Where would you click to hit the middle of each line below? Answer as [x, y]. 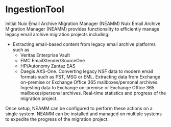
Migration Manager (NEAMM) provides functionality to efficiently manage [82, 29]
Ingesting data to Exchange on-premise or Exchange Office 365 [87, 87]
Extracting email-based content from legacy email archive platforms [84, 44]
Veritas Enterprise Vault [45, 55]
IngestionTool [35, 9]
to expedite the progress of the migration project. [57, 119]
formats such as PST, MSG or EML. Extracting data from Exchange [90, 77]
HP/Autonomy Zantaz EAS [48, 66]
